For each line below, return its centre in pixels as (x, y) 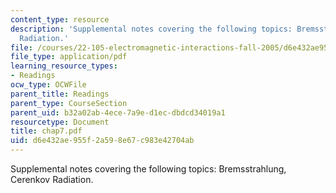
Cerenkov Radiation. (52, 179)
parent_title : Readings (60, 94)
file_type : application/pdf (69, 57)
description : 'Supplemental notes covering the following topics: (151, 29)
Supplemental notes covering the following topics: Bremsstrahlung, (148, 169)
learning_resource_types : (64, 66)
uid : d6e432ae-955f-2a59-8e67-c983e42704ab (102, 141)
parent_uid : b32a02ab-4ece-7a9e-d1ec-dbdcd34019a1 (118, 112)
